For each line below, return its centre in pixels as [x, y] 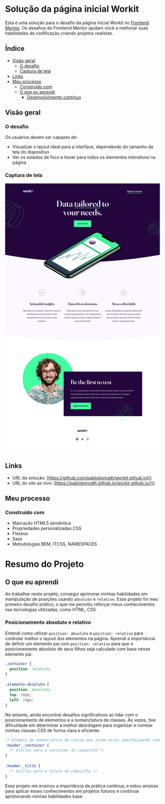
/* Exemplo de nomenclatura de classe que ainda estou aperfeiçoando [78, 740]
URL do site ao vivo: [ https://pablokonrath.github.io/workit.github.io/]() [83, 483]
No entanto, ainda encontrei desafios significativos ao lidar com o [71, 714]
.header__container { [27, 745]
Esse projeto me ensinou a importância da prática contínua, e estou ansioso [82, 786]
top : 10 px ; [21, 695]
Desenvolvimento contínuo [54, 97]
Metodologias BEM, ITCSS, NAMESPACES [55, 544]
